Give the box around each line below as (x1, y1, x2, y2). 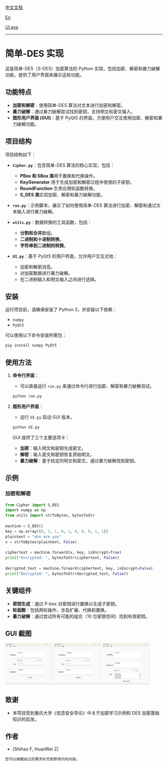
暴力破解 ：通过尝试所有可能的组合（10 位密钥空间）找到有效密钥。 (12, 613, 150, 619)
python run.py (12, 394, 42, 399)
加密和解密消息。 (19, 264, 55, 270)
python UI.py (12, 425, 40, 430)
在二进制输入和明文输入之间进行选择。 (19, 276, 99, 282)
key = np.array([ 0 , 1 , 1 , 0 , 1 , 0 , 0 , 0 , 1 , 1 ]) (5, 529, 108, 534)
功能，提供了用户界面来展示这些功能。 (5, 72, 84, 78)
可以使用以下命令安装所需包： (5, 332, 66, 338)
